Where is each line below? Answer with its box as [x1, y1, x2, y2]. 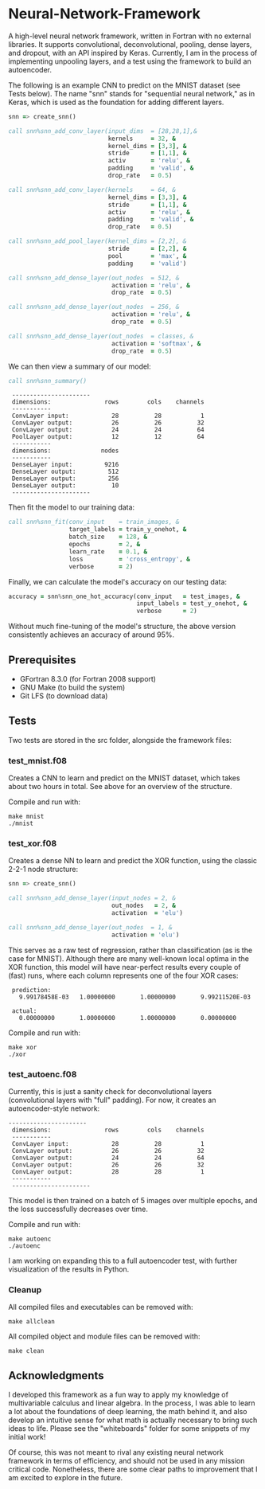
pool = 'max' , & [107, 252, 187, 260]
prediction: [11, 986, 52, 994]
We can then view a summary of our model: [8, 362, 151, 371]
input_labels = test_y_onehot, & [136, 600, 247, 608]
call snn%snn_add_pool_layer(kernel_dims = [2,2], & [8, 237, 187, 245]
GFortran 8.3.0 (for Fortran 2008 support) [19, 674, 157, 683]
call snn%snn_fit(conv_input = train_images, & [8, 518, 180, 526]
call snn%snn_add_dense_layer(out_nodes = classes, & [8, 332, 194, 340]
